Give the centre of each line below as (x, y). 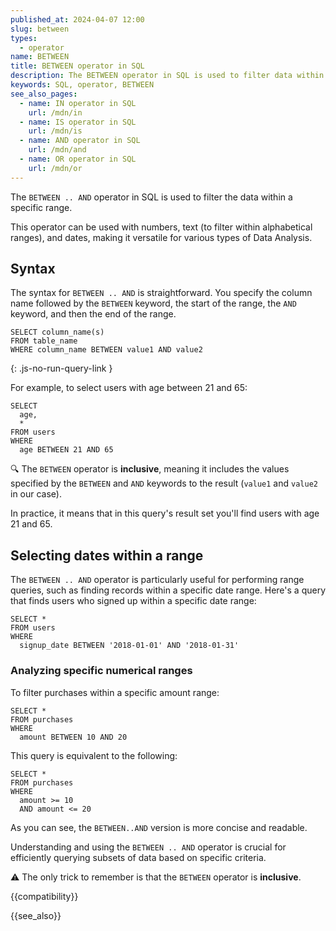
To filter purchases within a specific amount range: (115, 692)
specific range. (41, 207)
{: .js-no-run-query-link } (61, 368)
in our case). (36, 494)
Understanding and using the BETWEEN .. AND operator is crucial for (148, 847)
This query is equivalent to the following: (94, 755)
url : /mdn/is (55, 131)
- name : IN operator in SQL (78, 103)
